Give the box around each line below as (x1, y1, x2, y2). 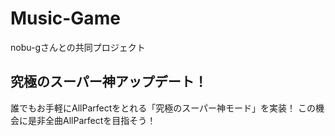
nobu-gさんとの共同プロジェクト (10, 41, 146, 53)
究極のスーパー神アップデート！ (10, 73, 208, 91)
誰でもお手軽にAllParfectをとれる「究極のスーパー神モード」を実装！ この (10, 102, 317, 114)
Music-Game (10, 7, 121, 30)
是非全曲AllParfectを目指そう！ (27, 114, 157, 126)
